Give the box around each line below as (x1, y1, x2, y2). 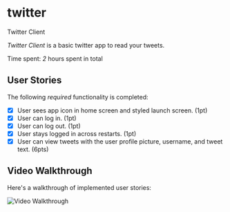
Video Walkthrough (7, 165, 93, 177)
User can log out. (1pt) (17, 122, 81, 130)
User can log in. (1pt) (17, 114, 77, 122)
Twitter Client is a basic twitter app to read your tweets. (7, 41, 165, 49)
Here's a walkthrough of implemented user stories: (7, 183, 152, 191)
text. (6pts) (17, 145, 49, 153)
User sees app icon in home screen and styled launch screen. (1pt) (17, 106, 208, 115)
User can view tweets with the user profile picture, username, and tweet (17, 137, 223, 146)
